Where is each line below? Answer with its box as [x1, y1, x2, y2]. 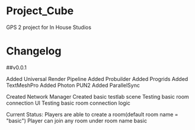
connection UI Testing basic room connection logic [6, 99, 130, 106]
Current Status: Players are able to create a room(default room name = [6, 110, 179, 118]
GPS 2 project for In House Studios [6, 24, 92, 31]
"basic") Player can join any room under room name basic [6, 117, 147, 124]
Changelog [6, 44, 62, 58]
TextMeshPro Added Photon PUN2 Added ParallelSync [6, 82, 140, 89]
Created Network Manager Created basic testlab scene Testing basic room [6, 93, 190, 100]
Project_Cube [6, 4, 74, 18]
